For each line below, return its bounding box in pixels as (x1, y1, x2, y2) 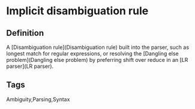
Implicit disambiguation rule (6, 4, 149, 18)
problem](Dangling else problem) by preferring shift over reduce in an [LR (6, 57, 188, 63)
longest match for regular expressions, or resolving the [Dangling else (6, 50, 179, 57)
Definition (6, 28, 44, 38)
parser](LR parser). (6, 63, 54, 70)
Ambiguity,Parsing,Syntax (6, 95, 70, 102)
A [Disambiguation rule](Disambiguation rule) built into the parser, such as (6, 43, 190, 51)
